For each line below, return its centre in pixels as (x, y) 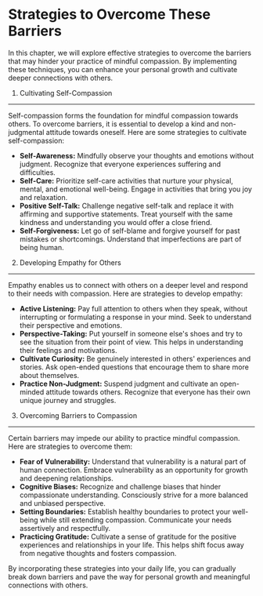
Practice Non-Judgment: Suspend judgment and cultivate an (119, 383)
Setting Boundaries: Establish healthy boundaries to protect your (125, 511)
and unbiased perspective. (62, 503)
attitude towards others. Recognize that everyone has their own (148, 392)
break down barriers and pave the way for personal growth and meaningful (129, 576)
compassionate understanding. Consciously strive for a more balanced (134, 495)
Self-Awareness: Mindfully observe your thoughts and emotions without (137, 155)
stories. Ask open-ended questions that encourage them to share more (134, 367)
